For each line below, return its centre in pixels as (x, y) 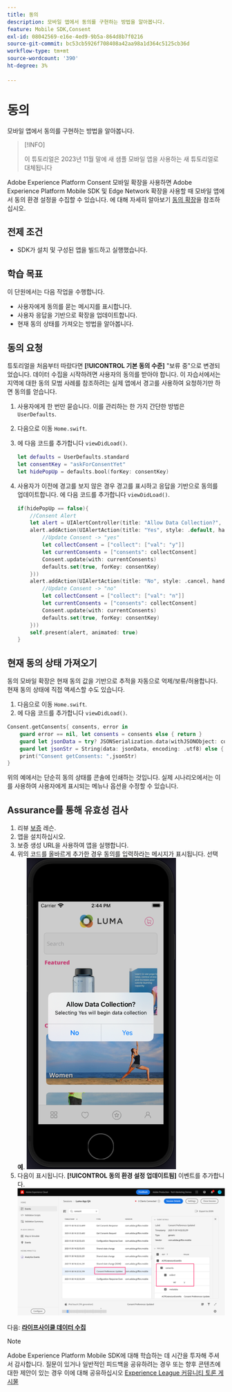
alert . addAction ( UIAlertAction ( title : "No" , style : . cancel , (119, 581)
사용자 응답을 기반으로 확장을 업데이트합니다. (77, 315)
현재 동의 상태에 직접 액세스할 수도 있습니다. (66, 690)
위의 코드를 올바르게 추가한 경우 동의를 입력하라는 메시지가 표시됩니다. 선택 (118, 854)
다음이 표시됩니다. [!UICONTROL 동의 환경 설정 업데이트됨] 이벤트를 (109, 1175)
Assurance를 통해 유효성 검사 (68, 810)
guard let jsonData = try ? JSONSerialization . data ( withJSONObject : (118, 741)
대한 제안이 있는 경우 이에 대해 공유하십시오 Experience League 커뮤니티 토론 (112, 1373)
